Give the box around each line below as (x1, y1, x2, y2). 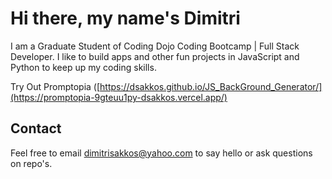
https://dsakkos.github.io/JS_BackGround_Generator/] (99, 80, 323, 92)
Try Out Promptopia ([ (10, 80, 101, 92)
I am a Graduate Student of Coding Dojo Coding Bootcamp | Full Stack (10, 40, 300, 52)
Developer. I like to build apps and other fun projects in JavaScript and (10, 50, 300, 62)
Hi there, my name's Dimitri (10, 7, 241, 30)
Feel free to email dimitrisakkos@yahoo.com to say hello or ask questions (10, 147, 313, 159)
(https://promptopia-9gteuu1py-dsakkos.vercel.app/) (10, 91, 228, 103)
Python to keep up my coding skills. (10, 61, 157, 73)
